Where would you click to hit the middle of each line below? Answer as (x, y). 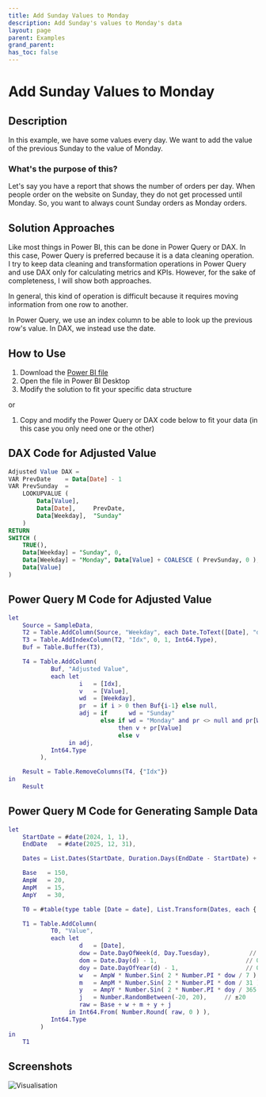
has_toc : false (33, 52)
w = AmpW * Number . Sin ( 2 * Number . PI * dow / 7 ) (168, 975)
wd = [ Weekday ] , (107, 699)
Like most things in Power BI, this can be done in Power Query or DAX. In (127, 247)
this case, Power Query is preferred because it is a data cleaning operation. (131, 255)
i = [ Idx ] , (101, 684)
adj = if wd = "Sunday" (127, 713)
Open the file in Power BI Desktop (75, 381)
